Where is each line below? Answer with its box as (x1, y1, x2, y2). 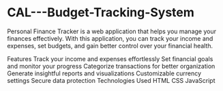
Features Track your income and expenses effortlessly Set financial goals (7, 54, 213, 62)
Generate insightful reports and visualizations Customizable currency (7, 69, 202, 77)
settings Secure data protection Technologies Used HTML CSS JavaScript (7, 76, 215, 84)
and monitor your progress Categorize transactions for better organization (7, 62, 215, 70)
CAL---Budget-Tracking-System (7, 5, 194, 20)
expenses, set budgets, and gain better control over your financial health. (7, 41, 213, 50)
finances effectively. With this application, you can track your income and (7, 34, 213, 42)
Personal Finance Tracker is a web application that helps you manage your (7, 27, 217, 35)
